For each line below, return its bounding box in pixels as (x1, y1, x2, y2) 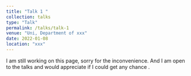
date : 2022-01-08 (6, 36, 48, 42)
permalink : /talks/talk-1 (6, 25, 69, 31)
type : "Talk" (6, 19, 38, 25)
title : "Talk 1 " (6, 8, 48, 15)
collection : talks (6, 14, 51, 20)
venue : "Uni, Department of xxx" (6, 30, 88, 36)
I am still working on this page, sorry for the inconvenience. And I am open (6, 57, 185, 64)
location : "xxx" (6, 42, 46, 47)
